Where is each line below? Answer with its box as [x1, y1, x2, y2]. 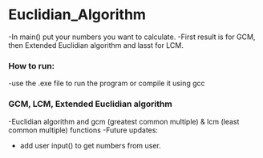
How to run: [8, 60, 55, 71]
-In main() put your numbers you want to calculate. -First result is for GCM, [8, 32, 256, 41]
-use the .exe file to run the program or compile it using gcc [8, 78, 206, 89]
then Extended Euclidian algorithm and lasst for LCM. [8, 40, 184, 49]
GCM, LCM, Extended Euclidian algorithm [8, 98, 172, 109]
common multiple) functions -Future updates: [8, 125, 159, 135]
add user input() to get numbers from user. [19, 140, 162, 150]
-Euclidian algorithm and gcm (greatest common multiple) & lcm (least [8, 117, 240, 126]
